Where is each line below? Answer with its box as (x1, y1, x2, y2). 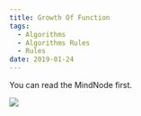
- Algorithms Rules (17, 38, 91, 48)
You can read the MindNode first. (9, 80, 133, 90)
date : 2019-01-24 (9, 55, 75, 64)
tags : (9, 22, 30, 31)
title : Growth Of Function (9, 13, 110, 22)
